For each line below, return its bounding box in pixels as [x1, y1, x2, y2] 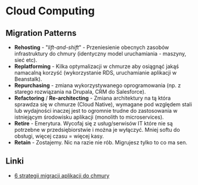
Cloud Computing [5, 4, 95, 18]
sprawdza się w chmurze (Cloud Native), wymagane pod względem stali [14, 101, 192, 108]
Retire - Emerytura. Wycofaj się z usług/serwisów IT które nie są [14, 120, 174, 127]
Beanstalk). [14, 76, 42, 82]
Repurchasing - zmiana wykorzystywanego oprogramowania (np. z [14, 82, 181, 89]
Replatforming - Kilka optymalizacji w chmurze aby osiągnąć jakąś [14, 63, 180, 70]
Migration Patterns [5, 28, 77, 38]
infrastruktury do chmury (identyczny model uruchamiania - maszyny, [14, 50, 186, 57]
